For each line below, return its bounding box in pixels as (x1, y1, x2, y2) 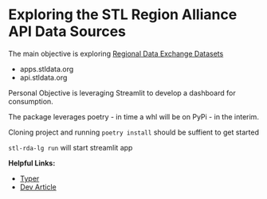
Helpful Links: (8, 158, 56, 168)
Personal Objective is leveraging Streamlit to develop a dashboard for (8, 88, 237, 97)
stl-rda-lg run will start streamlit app (8, 142, 133, 152)
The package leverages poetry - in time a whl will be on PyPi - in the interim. (8, 111, 259, 121)
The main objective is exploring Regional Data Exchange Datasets (8, 49, 224, 58)
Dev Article (19, 181, 57, 192)
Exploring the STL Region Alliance (8, 6, 238, 24)
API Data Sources (8, 22, 126, 41)
